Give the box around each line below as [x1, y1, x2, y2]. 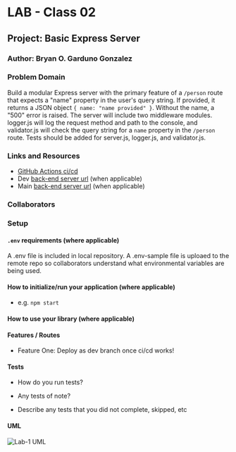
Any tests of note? [17, 392, 71, 401]
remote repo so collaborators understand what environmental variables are [7, 259, 225, 268]
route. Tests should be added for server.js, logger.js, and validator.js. [7, 133, 206, 142]
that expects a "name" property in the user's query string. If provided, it [7, 96, 216, 104]
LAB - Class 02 [7, 4, 97, 20]
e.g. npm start [17, 298, 59, 307]
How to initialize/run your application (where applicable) [7, 283, 175, 291]
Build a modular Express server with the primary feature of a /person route [7, 88, 223, 97]
